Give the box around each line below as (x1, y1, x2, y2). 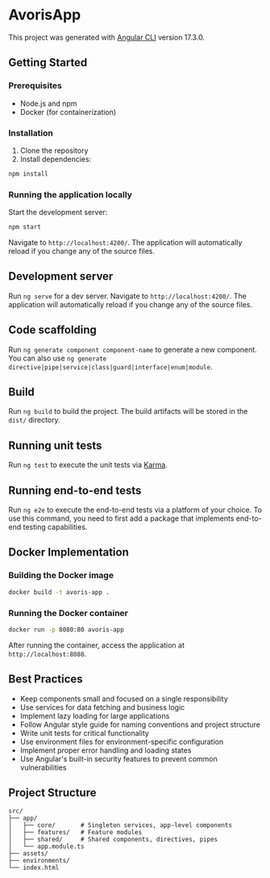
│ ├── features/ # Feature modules (8, 829, 143, 837)
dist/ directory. (8, 415, 60, 425)
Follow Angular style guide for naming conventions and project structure (19, 720, 260, 729)
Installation (8, 127, 54, 138)
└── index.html (8, 863, 60, 872)
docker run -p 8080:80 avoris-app (8, 625, 125, 634)
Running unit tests (8, 438, 102, 452)
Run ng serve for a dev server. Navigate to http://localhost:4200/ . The (8, 291, 247, 301)
